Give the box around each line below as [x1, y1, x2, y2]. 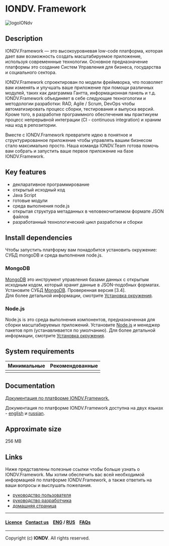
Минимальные [8, 362, 45, 369]
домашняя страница [12, 503, 57, 509]
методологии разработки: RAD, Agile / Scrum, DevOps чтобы [5, 101, 135, 107]
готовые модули [12, 197, 48, 204]
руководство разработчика [12, 498, 72, 504]
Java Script [12, 192, 36, 198]
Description [5, 34, 43, 43]
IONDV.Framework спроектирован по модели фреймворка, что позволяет [5, 79, 163, 85]
